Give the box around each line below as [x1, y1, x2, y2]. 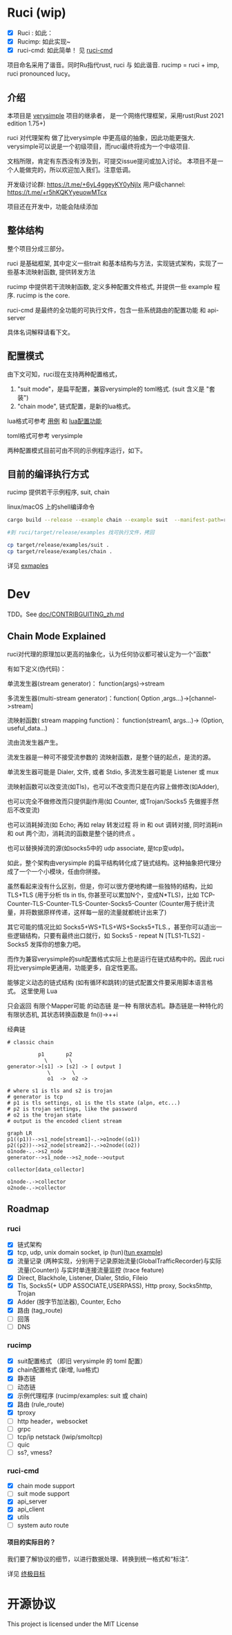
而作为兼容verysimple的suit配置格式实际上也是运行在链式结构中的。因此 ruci [7, 954, 224, 963]
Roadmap [7, 1203, 50, 1215]
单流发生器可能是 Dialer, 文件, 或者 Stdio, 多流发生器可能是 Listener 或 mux [7, 767, 219, 776]
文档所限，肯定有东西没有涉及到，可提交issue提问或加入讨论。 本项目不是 [7, 157, 217, 165]
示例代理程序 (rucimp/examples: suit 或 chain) [17, 1392, 148, 1400]
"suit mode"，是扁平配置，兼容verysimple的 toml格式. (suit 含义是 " [17, 385, 209, 393]
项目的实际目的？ [7, 1538, 56, 1546]
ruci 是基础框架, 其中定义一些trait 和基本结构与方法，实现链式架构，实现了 [7, 259, 217, 268]
